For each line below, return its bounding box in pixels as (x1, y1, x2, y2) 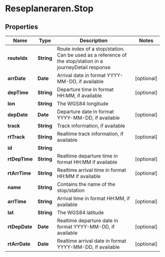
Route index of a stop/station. (57, 45, 125, 52)
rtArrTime (7, 170, 31, 176)
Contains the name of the (57, 181, 115, 188)
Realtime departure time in (57, 153, 118, 159)
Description (79, 37, 108, 44)
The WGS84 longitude (57, 100, 109, 107)
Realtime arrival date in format (57, 237, 127, 244)
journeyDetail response (57, 64, 111, 70)
